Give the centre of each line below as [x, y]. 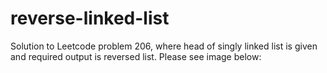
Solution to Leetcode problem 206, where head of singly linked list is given [164, 46]
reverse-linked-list [90, 18]
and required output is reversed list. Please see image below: [136, 56]
